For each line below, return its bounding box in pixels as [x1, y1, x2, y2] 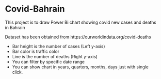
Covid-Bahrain [5, 3, 65, 15]
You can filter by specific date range [12, 59, 85, 64]
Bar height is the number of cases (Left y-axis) [12, 43, 105, 49]
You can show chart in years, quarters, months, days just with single [12, 64, 149, 70]
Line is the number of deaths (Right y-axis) [12, 53, 98, 59]
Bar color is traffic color [12, 48, 60, 54]
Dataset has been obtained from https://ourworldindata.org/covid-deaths [5, 34, 151, 40]
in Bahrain [5, 24, 25, 30]
